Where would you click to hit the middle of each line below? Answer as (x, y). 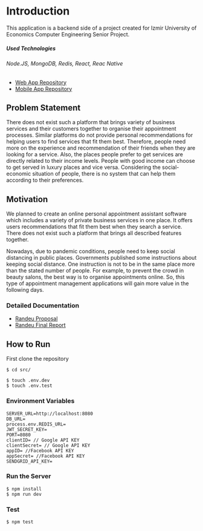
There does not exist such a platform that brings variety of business (91, 122)
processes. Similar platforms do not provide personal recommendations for (100, 135)
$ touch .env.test (29, 386)
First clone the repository (38, 359)
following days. (25, 290)
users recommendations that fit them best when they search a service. (94, 227)
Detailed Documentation (43, 306)
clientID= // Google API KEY (43, 440)
